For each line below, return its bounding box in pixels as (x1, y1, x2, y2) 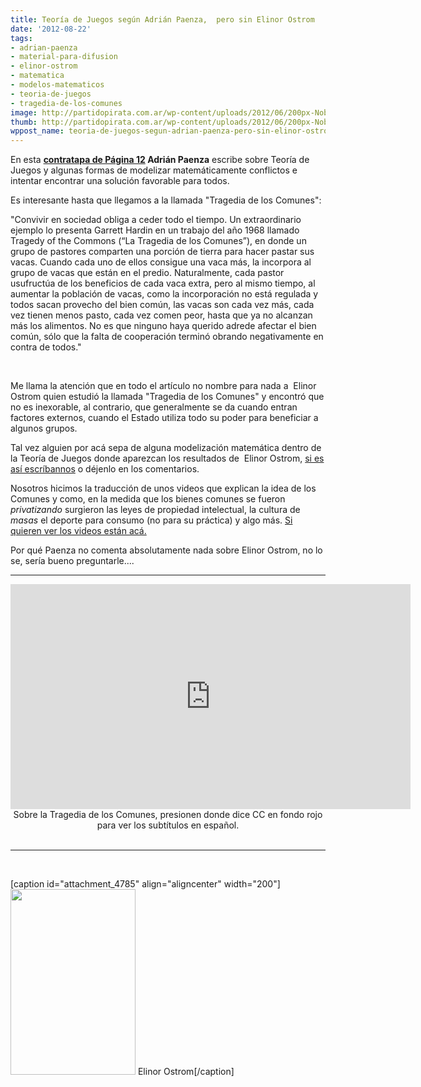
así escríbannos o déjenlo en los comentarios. (10, 463, 200, 475)
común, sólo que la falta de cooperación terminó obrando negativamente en (10, 331, 324, 343)
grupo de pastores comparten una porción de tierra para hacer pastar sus (10, 246, 315, 258)
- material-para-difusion (10, 52, 118, 62)
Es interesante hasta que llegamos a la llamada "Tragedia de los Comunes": (10, 194, 322, 206)
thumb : (10, 117, 38, 127)
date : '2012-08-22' (10, 24, 92, 34)
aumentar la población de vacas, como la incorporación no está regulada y (10, 288, 319, 300)
